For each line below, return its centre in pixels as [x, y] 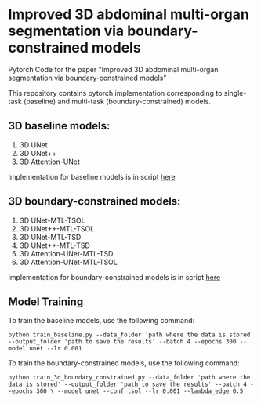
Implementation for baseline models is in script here [92, 176]
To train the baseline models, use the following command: [101, 321]
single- [235, 93]
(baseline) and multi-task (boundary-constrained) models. [117, 101]
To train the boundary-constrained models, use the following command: [124, 363]
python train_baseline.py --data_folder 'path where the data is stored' [131, 335]
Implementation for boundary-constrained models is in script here [114, 277]
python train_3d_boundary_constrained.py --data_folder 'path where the [129, 378]
